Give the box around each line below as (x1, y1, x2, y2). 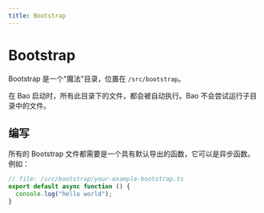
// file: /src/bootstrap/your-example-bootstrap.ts (8, 175, 184, 183)
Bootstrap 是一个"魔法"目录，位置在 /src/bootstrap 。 (8, 74, 186, 83)
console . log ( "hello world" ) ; (15, 190, 113, 199)
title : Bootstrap (8, 11, 66, 20)
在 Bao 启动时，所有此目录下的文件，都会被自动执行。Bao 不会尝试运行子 (8, 90, 250, 100)
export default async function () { (8, 183, 130, 191)
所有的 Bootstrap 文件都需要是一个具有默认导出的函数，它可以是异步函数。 (8, 149, 254, 159)
